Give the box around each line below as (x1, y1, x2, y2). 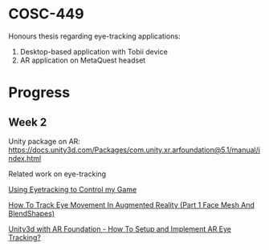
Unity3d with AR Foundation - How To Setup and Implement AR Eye (8, 224, 231, 233)
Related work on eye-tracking (8, 169, 107, 179)
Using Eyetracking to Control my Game (8, 184, 137, 194)
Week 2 (8, 115, 47, 129)
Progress (8, 83, 71, 102)
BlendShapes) (8, 208, 55, 218)
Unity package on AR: (8, 136, 80, 146)
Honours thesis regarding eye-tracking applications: (8, 31, 181, 41)
